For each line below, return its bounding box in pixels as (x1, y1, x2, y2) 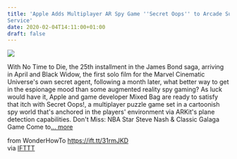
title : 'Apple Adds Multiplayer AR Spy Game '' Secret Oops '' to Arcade (7, 10, 222, 18)
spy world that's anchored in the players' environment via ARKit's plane (7, 107, 215, 117)
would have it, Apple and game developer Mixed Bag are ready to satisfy (7, 93, 219, 101)
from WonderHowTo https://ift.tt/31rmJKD (7, 136, 129, 145)
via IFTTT (7, 144, 35, 153)
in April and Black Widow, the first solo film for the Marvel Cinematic (7, 70, 205, 78)
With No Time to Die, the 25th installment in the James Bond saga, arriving (7, 63, 224, 71)
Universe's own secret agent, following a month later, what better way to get (7, 78, 229, 86)
